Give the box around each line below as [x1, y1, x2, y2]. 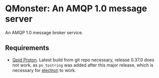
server [5, 13, 33, 25]
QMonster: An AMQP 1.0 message [5, 3, 147, 14]
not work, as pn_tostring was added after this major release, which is [12, 62, 154, 68]
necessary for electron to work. [12, 67, 76, 73]
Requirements [5, 44, 49, 52]
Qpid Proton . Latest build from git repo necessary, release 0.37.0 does [12, 57, 155, 63]
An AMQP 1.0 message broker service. [5, 29, 83, 35]
